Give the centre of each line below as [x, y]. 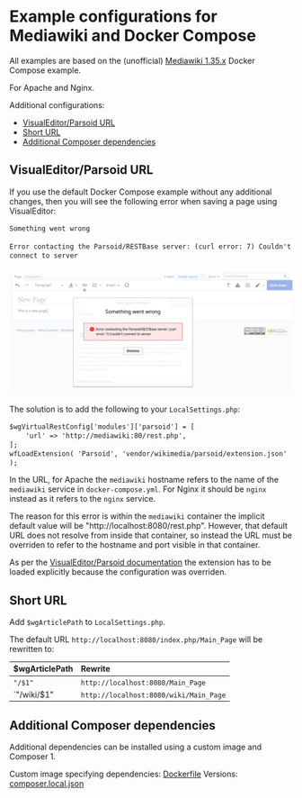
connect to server [44, 255]
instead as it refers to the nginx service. [82, 499]
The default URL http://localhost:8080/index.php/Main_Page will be [136, 639]
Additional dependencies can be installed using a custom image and [136, 747]
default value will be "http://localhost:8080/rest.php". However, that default [148, 526]
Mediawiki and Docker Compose [133, 36]
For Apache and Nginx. [52, 87]
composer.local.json [47, 784]
